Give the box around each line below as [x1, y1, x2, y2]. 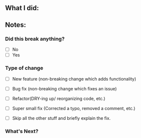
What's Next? [5, 128, 38, 135]
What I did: [5, 4, 39, 12]
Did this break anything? [5, 35, 65, 42]
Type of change [5, 65, 43, 72]
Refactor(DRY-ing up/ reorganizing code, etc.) [12, 95, 106, 101]
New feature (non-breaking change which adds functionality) [12, 76, 137, 82]
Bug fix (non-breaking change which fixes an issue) [12, 85, 117, 91]
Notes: [5, 21, 26, 29]
